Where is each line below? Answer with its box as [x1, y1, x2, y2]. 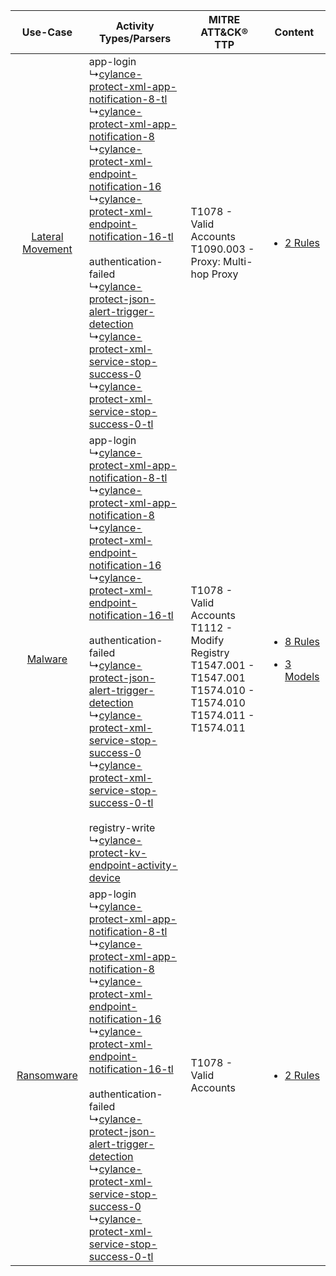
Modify [190, 634, 225, 647]
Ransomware [16, 1069, 78, 1082]
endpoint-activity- [88, 859, 178, 872]
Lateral [31, 230, 64, 243]
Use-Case [21, 25, 73, 39]
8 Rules [284, 635, 321, 648]
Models [284, 670, 320, 683]
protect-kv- [88, 846, 148, 859]
